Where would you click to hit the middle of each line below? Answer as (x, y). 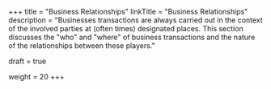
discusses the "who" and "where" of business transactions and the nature (132, 37)
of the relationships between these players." (82, 46)
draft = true (28, 61)
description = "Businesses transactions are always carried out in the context (135, 20)
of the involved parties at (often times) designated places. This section (126, 28)
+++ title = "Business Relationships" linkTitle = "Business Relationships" (128, 12)
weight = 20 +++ (36, 77)
